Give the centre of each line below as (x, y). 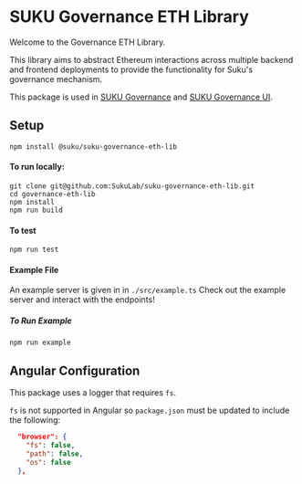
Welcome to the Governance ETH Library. (88, 42)
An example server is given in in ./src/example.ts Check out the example (148, 290)
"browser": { (42, 437)
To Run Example (41, 321)
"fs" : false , (51, 446)
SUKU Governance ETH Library (129, 17)
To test (23, 230)
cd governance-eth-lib (52, 194)
